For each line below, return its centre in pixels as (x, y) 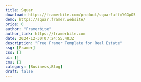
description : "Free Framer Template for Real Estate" (64, 43)
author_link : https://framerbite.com (45, 34)
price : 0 (15, 24)
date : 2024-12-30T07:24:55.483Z (40, 39)
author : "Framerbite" (28, 29)
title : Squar (19, 10)
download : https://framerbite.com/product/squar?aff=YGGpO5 (71, 15)
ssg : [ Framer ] (20, 48)
